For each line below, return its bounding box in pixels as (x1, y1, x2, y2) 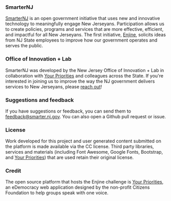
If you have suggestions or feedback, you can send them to (5, 108, 131, 114)
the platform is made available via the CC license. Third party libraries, (5, 143, 154, 150)
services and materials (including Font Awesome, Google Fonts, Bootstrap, (5, 149, 163, 155)
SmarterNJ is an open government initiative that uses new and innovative (5, 15, 160, 22)
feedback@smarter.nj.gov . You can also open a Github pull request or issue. (5, 113, 166, 119)
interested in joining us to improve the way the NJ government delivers (5, 78, 155, 84)
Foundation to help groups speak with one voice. (5, 190, 109, 196)
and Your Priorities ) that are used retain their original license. (5, 154, 134, 160)
